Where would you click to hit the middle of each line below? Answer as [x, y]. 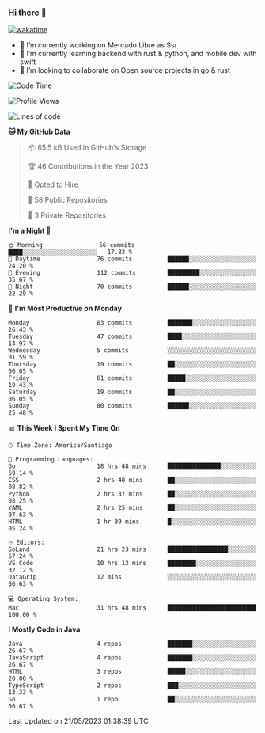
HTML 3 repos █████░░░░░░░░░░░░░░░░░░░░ [132, 672]
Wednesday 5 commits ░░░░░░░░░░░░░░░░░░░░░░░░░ [132, 351]
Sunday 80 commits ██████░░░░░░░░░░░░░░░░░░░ [132, 406]
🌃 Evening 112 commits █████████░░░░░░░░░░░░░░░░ [132, 273]
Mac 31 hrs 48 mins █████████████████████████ [132, 608]
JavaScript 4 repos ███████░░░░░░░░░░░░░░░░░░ [132, 658]
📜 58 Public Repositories [68, 200]
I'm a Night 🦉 [30, 231]
